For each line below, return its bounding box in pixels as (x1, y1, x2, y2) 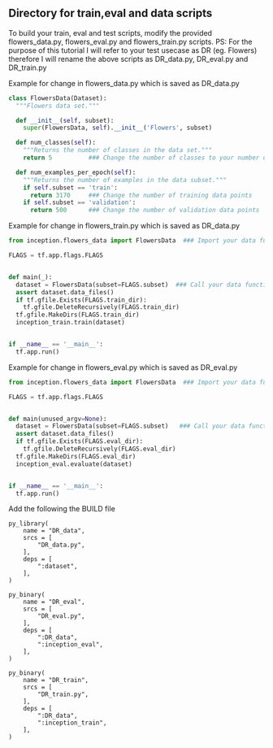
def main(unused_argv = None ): (8, 415, 107, 423)
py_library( (8, 520, 49, 528)
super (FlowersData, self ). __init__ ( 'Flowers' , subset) (23, 124, 213, 133)
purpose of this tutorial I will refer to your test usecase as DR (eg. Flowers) (8, 45, 258, 55)
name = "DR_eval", (23, 598, 85, 607)
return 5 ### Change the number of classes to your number (23, 154, 260, 162)
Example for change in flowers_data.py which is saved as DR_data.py (8, 78, 240, 88)
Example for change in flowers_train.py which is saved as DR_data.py (8, 221, 240, 231)
